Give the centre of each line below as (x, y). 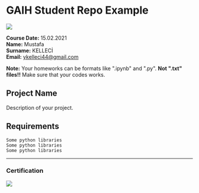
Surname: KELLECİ (30, 50)
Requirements (33, 126)
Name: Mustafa (25, 44)
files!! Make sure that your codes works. (56, 74)
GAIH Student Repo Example (78, 10)
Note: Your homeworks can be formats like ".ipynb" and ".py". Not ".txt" (94, 68)
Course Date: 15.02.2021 (36, 38)
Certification (25, 171)
